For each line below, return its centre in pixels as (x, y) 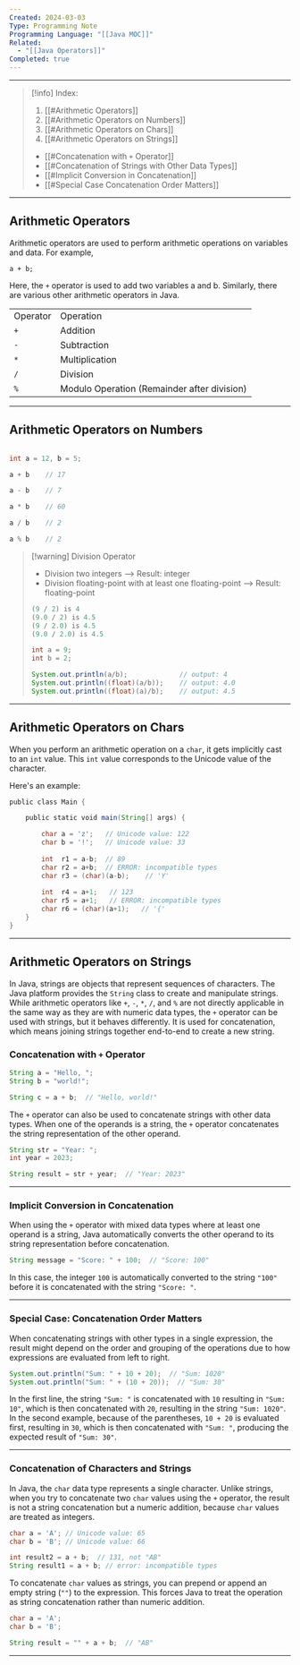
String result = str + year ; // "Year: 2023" (97, 1174)
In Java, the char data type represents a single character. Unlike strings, (142, 1488)
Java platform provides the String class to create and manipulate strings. (144, 993)
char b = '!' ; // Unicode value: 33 (113, 842)
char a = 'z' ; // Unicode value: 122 (116, 834)
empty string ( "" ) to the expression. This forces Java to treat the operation (146, 1592)
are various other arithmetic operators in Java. (95, 295)
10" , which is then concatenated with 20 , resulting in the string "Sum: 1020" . (148, 1409)
